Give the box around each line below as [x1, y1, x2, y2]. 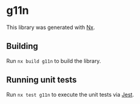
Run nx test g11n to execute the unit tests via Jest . [6, 91, 135, 98]
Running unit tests [6, 75, 77, 85]
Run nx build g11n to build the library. [6, 57, 101, 64]
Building [6, 41, 38, 51]
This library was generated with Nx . [6, 24, 95, 31]
